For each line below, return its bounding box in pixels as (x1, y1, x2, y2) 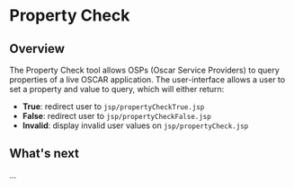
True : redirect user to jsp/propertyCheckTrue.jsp (22, 101, 205, 112)
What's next (9, 146, 79, 161)
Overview (9, 41, 66, 56)
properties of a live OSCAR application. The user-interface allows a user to (9, 74, 286, 85)
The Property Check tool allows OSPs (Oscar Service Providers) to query (9, 64, 281, 75)
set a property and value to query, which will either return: (9, 84, 225, 94)
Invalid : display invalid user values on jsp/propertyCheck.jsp (22, 120, 249, 131)
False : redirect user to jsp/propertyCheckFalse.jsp (22, 111, 211, 121)
